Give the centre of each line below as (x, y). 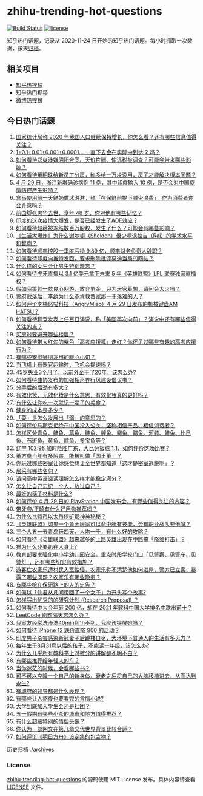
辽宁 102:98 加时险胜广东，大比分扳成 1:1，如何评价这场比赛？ (93, 448)
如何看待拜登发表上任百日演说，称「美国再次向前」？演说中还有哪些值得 (106, 319)
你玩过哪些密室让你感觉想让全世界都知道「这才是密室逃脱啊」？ (95, 463)
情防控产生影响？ (37, 190)
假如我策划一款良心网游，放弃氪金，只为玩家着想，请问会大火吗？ (98, 288)
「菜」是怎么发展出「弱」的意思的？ (61, 418)
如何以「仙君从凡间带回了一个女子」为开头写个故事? (81, 592)
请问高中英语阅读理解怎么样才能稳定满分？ (69, 478)
